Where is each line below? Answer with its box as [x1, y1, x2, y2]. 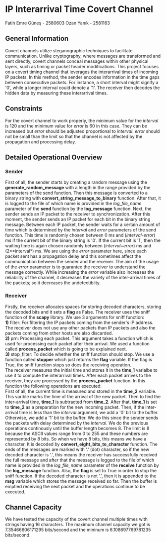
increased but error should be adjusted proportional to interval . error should [5, 128, 160, 134]
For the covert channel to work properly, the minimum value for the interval [5, 117, 159, 123]
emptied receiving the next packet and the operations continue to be [5, 483, 145, 489]
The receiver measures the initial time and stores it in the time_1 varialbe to [5, 367, 158, 373]
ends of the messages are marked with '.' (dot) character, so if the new [5, 446, 150, 452]
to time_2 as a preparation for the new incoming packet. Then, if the [5, 404, 145, 410]
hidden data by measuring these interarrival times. [5, 90, 108, 96]
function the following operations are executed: [5, 383, 102, 389]
